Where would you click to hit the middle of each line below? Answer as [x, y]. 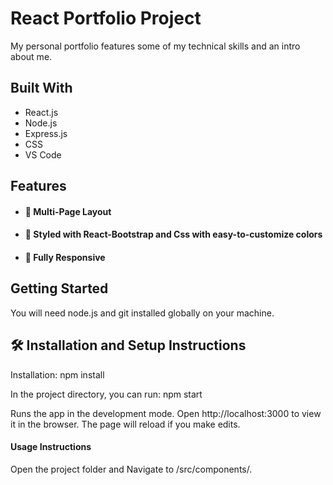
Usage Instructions [51, 447]
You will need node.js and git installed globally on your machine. [142, 313]
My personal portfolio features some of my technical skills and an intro [155, 46]
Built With [41, 88]
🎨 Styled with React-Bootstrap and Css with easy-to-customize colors [173, 234]
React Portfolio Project [106, 18]
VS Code [43, 154]
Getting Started [59, 288]
